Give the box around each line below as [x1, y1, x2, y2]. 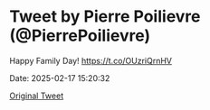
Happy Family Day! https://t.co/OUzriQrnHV [9, 55, 173, 66]
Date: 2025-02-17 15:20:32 [9, 72, 110, 83]
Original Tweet [9, 90, 64, 101]
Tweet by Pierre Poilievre [9, 6, 201, 27]
